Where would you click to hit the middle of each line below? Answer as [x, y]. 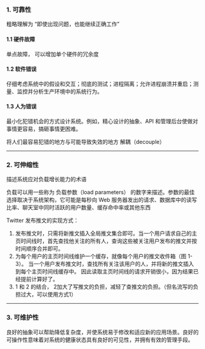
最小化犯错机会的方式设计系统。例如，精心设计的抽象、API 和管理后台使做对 [102, 121]
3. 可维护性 [23, 317]
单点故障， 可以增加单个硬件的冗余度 [52, 54]
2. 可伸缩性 [23, 165]
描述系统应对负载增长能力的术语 [46, 179]
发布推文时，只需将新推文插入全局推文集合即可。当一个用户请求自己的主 [106, 234]
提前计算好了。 [39, 279]
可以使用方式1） [56, 295]
